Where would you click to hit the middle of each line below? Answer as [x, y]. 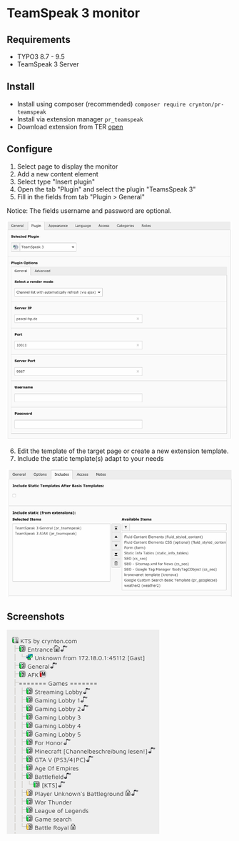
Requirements [39, 40]
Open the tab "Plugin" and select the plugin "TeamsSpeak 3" [106, 189]
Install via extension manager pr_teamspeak [80, 119]
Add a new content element [57, 174]
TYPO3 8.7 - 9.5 [41, 56]
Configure [30, 149]
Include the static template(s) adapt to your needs [90, 459]
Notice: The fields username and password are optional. [89, 210]
